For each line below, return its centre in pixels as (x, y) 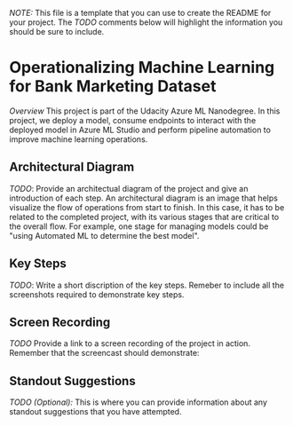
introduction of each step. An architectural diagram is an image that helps (143, 198)
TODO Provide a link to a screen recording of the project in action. (130, 343)
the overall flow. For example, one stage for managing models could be (139, 226)
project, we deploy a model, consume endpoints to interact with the (133, 120)
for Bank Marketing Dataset (113, 87)
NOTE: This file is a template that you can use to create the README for (140, 13)
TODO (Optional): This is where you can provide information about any (139, 402)
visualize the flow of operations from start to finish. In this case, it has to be (147, 207)
